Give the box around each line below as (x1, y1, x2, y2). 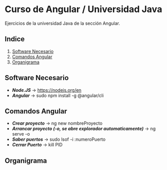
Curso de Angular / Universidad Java (5, 4, 162, 15)
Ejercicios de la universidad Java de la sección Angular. (5, 20, 121, 26)
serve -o (12, 131, 30, 137)
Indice (5, 35, 25, 43)
